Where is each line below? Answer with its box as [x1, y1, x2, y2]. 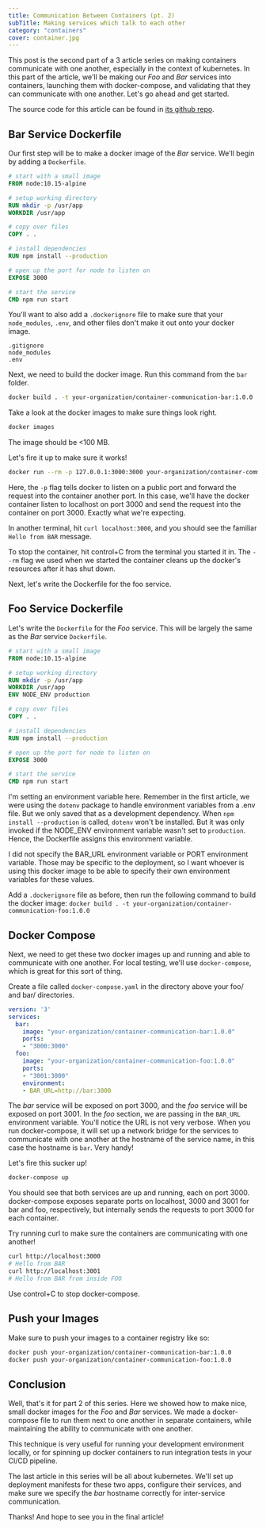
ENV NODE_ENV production [8, 691, 90, 699]
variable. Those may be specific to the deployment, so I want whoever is [8, 858, 245, 868]
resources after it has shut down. [8, 564, 116, 573]
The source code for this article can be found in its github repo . [8, 105, 215, 114]
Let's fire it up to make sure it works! [8, 453, 127, 462]
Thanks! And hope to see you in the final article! [8, 1512, 165, 1522]
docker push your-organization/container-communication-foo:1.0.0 [8, 1355, 232, 1364]
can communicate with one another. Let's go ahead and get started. [8, 89, 230, 99]
